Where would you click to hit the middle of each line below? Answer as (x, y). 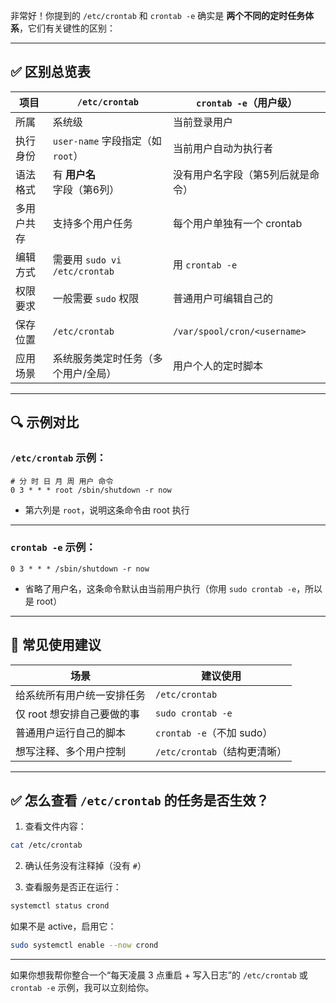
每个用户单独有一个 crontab (237, 223)
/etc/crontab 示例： (58, 458)
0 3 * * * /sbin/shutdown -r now (80, 569)
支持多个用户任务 (92, 223)
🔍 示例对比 (45, 422)
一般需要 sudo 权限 (96, 298)
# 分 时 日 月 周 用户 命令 (62, 481)
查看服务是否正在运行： (73, 887)
